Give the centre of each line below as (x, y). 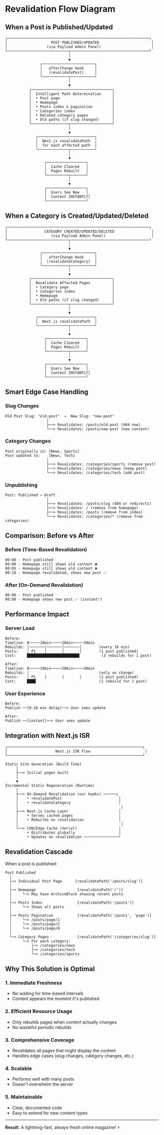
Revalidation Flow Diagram (60, 9)
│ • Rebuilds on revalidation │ (68, 820)
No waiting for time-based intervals (48, 994)
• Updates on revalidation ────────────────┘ (74, 837)
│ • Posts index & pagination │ (72, 107)
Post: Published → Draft (30, 495)
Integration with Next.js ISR (48, 736)
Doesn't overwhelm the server (42, 1084)
